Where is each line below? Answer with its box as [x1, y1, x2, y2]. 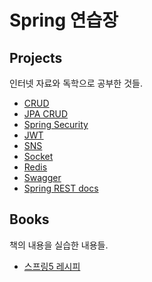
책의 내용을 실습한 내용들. [9, 239, 109, 251]
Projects [9, 49, 63, 66]
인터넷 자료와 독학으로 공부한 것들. [9, 77, 143, 89]
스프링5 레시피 [23, 260, 81, 272]
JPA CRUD [23, 108, 69, 120]
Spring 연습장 [9, 9, 119, 32]
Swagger [23, 172, 62, 183]
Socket [23, 151, 54, 162]
